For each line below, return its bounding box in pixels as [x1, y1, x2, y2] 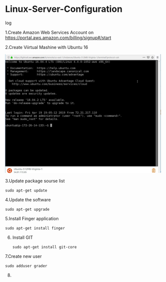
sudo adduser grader [5, 264, 48, 269]
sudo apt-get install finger [5, 226, 65, 231]
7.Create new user [5, 253, 42, 259]
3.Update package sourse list [5, 178, 65, 184]
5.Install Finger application [5, 216, 59, 222]
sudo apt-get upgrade [5, 207, 50, 212]
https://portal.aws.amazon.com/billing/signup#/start [5, 35, 111, 41]
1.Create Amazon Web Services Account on [5, 29, 94, 35]
